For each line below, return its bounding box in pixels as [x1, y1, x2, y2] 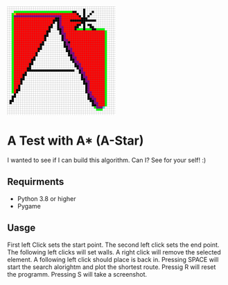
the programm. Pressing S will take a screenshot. [7, 270, 148, 278]
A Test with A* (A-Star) [7, 133, 144, 149]
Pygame [17, 202, 42, 210]
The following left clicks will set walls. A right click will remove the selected [7, 247, 222, 256]
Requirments [7, 176, 64, 188]
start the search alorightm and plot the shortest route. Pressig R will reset [7, 263, 216, 271]
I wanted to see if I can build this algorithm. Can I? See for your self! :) [7, 156, 207, 164]
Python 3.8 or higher [17, 194, 76, 203]
